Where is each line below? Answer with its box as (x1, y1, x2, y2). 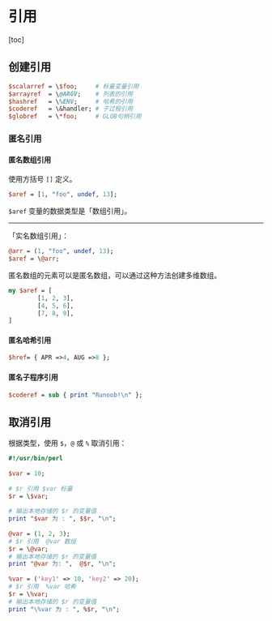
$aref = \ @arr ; (8, 255, 60, 263)
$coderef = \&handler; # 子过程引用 (8, 105, 134, 113)
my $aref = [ (8, 286, 53, 294)
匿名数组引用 (8, 155, 51, 165)
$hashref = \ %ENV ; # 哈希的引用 (8, 97, 134, 105)
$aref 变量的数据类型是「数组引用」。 (8, 206, 132, 216)
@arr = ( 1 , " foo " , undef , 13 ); (8, 247, 114, 255)
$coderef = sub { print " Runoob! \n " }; (8, 391, 143, 399)
